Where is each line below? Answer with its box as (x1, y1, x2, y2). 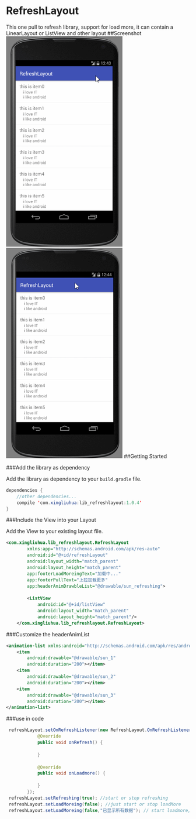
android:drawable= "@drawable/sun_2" (27, 674, 116, 680)
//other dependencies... (16, 494, 77, 499)
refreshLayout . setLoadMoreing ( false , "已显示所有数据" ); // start (8, 807, 165, 813)
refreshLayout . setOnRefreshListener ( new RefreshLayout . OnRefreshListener (8, 727, 192, 733)
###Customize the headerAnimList (6, 630, 90, 638)
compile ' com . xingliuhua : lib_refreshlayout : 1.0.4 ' (16, 499, 142, 506)
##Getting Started (123, 453, 167, 460)
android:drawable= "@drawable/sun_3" (27, 692, 116, 698)
